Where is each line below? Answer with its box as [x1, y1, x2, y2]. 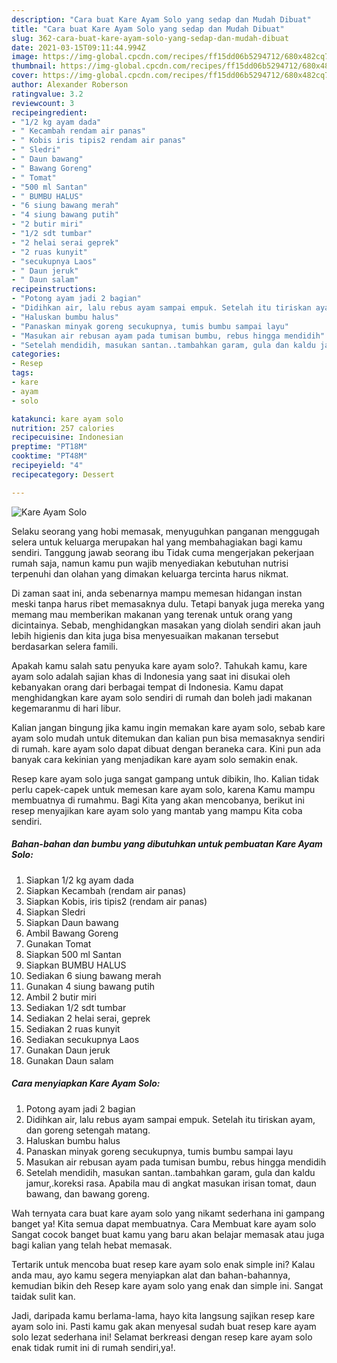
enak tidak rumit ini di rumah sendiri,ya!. [11, 1341, 176, 1353]
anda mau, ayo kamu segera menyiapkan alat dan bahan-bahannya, [11, 1269, 291, 1281]
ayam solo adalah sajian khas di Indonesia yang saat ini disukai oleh [11, 670, 291, 682]
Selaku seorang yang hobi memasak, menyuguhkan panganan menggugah [11, 525, 320, 537]
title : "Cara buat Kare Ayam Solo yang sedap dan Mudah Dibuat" [11, 24, 285, 34]
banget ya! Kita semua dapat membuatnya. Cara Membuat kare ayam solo [11, 1217, 317, 1230]
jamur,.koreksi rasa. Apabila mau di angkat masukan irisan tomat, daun [25, 1177, 317, 1189]
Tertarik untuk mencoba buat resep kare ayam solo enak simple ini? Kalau [11, 1258, 316, 1270]
